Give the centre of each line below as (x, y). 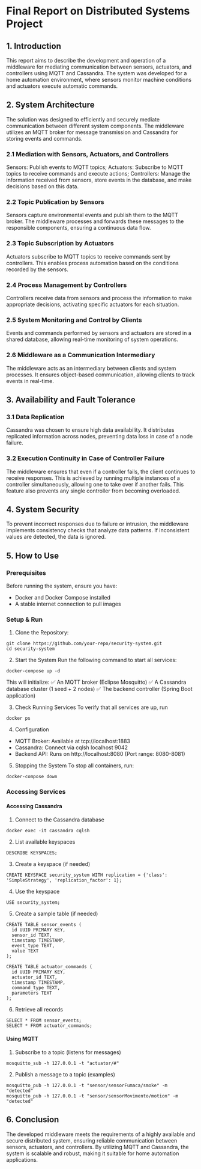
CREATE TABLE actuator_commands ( (49, 966)
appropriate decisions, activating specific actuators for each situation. (93, 304)
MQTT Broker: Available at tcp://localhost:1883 (73, 741)
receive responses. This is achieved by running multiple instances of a (93, 478)
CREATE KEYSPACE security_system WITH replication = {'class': (87, 875)
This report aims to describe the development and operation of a (86, 60)
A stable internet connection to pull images (68, 604)
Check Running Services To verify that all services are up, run (91, 707)
